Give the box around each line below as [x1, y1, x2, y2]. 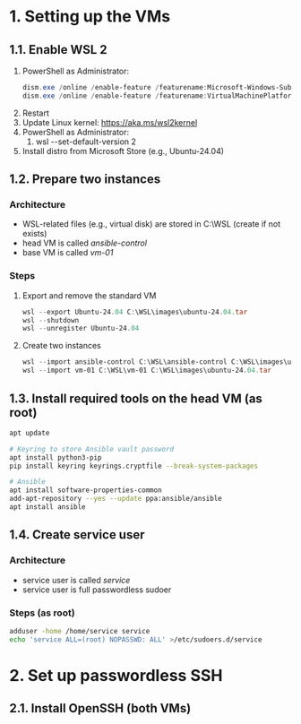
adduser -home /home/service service [9, 626, 150, 635]
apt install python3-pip [9, 452, 102, 462]
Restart [21, 108, 49, 118]
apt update [9, 428, 50, 437]
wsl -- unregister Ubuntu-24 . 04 [21, 324, 140, 333]
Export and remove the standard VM [21, 289, 157, 301]
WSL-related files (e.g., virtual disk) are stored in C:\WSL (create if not [21, 219, 280, 229]
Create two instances [21, 340, 101, 351]
